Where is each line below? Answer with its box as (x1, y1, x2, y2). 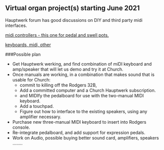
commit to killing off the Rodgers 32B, (19, 82, 97, 88)
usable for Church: (12, 76, 51, 82)
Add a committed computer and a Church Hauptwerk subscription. (19, 87, 156, 93)
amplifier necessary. (19, 114, 62, 120)
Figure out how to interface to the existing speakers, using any (19, 108, 148, 114)
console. (12, 124, 30, 130)
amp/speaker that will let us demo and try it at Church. (12, 66, 124, 72)
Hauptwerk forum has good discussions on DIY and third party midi (5, 17, 143, 23)
